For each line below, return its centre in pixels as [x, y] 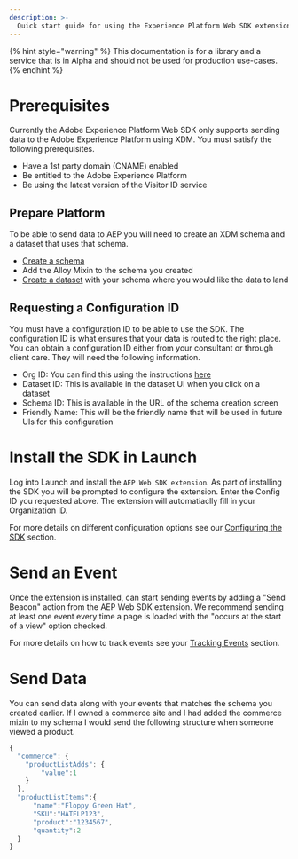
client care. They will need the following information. [105, 358]
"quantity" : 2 [57, 831]
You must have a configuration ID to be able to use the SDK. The [127, 329]
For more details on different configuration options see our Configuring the [145, 528]
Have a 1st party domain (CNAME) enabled [100, 166]
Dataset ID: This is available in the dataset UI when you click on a [141, 384]
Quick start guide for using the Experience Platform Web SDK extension [154, 26]
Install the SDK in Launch [103, 457]
